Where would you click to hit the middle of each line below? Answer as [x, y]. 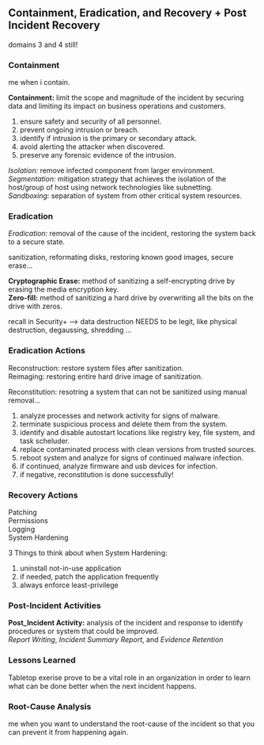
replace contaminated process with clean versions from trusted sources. [138, 449]
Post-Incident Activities [55, 606]
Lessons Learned [42, 660]
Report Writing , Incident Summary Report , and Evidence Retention [116, 640]
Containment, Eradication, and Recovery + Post [128, 13]
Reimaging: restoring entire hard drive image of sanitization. [106, 376]
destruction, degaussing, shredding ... [70, 330]
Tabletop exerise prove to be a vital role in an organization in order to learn [130, 678]
